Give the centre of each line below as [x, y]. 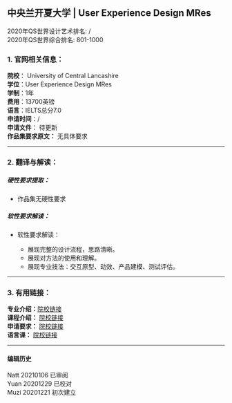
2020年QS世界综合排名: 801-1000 [55, 39]
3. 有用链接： [29, 292]
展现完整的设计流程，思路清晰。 [73, 249]
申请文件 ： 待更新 [32, 128]
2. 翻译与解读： [33, 162]
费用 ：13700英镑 [31, 102]
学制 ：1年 [21, 93]
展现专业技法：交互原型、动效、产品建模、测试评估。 [103, 266]
